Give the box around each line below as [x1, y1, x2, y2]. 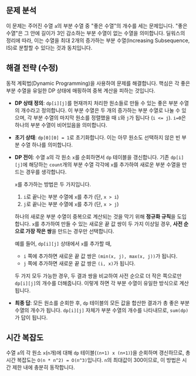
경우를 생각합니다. [25, 168, 67, 175]
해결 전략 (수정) [6, 63, 59, 73]
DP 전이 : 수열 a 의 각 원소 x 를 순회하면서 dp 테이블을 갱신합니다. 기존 [14, 153, 170, 160]
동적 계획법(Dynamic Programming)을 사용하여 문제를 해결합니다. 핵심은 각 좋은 [6, 80, 191, 87]
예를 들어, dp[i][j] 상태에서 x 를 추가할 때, [14, 240, 112, 247]
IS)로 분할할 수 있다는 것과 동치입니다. [6, 44, 93, 51]
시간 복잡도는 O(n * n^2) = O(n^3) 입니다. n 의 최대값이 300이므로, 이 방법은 [6, 357, 181, 364]
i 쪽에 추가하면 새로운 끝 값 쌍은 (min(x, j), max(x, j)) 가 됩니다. [23, 252, 178, 259]
